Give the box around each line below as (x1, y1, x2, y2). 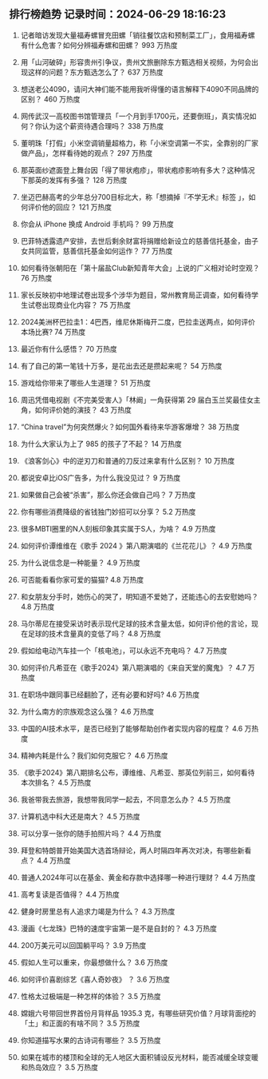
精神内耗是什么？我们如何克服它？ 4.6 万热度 (20, 751, 168, 760)
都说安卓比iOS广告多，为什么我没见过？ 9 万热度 (20, 472, 181, 482)
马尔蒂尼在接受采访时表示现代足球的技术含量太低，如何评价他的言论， (20, 619, 252, 628)
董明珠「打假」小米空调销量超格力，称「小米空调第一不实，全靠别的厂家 (20, 138, 258, 148)
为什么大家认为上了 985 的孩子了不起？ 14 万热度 (20, 439, 182, 448)
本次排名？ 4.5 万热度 (20, 778, 92, 787)
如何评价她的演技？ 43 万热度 (34, 404, 132, 414)
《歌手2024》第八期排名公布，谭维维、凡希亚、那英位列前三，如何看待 (20, 767, 255, 777)
